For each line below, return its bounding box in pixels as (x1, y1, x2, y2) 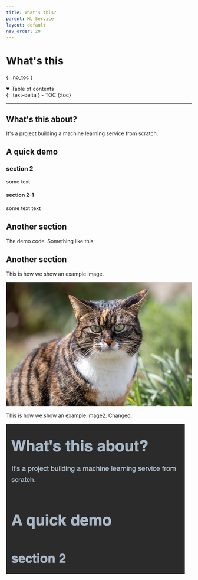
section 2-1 (6, 192, 34, 199)
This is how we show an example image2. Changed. (6, 412, 133, 419)
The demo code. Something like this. (6, 237, 95, 244)
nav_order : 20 (6, 28, 41, 34)
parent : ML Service (6, 15, 54, 22)
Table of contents (11, 86, 54, 93)
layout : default (6, 22, 46, 28)
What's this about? (6, 114, 78, 124)
